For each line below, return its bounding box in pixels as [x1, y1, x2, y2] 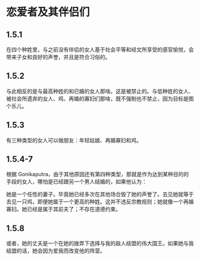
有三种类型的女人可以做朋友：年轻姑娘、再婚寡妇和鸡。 [6, 136, 142, 143]
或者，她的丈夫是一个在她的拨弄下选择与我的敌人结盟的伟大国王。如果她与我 [6, 240, 194, 247]
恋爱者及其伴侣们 [6, 5, 90, 19]
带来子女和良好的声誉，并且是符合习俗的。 [6, 54, 111, 60]
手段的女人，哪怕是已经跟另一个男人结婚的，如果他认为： [6, 178, 147, 185]
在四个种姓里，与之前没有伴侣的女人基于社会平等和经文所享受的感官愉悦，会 [6, 46, 194, 53]
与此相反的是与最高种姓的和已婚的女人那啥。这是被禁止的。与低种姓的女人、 [6, 87, 194, 95]
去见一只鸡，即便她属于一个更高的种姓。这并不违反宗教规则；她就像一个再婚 [6, 198, 194, 205]
